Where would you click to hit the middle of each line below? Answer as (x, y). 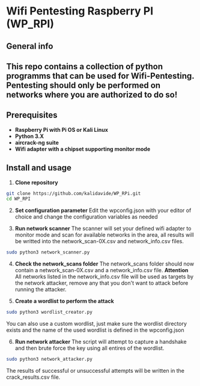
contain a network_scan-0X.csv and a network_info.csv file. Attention (102, 270)
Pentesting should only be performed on (83, 85)
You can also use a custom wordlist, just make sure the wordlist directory (97, 324)
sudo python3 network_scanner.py (48, 252)
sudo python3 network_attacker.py (50, 360)
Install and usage (39, 168)
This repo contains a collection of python (85, 67)
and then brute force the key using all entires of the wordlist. (89, 348)
